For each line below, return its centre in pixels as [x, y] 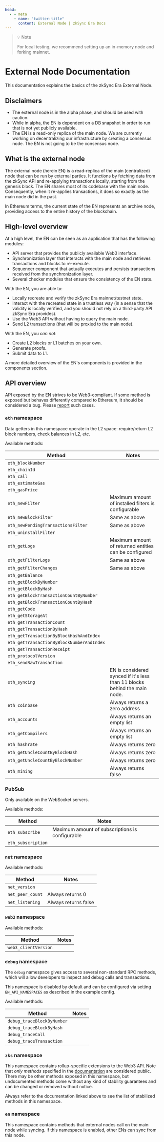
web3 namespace [25, 917]
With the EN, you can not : [31, 333]
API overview [26, 383]
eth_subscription [28, 843]
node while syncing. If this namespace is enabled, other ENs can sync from [81, 1130]
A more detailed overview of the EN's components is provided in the [74, 362]
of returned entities [132, 546]
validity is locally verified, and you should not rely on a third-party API [82, 308]
